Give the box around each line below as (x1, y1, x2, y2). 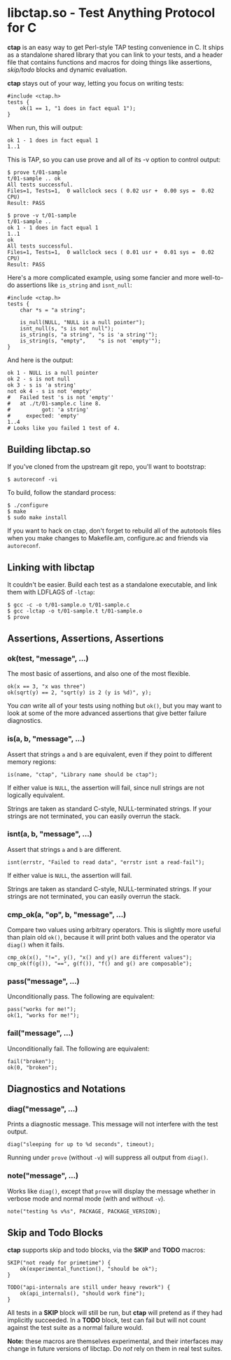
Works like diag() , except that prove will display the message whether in (7, 1187, 216, 1195)
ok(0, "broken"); (7, 1064, 58, 1071)
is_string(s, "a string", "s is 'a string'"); (20, 331, 158, 338)
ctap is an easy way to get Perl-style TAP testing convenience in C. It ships (7, 43, 224, 51)
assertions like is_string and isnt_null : (16, 281, 132, 289)
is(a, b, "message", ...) (7, 734, 85, 744)
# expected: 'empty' (7, 412, 80, 419)
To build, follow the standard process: (7, 488, 117, 496)
